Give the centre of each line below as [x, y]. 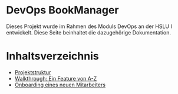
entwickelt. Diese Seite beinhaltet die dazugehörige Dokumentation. [88, 32]
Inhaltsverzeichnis [52, 56]
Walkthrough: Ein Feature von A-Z [56, 78]
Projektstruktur [33, 72]
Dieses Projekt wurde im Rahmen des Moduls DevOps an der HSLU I [89, 26]
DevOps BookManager [62, 10]
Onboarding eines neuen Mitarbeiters [60, 85]
